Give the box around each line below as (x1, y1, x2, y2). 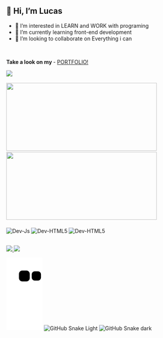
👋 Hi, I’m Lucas (6, 6, 63, 16)
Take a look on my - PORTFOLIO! (6, 58, 89, 65)
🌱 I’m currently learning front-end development (14, 28, 132, 36)
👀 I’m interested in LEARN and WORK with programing (14, 22, 149, 29)
